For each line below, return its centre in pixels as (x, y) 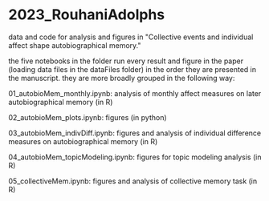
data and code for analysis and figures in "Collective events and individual (131, 37)
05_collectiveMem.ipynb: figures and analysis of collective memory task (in (133, 181)
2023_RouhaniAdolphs (87, 15)
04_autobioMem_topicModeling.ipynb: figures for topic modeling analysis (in (135, 157)
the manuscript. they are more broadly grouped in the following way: (122, 78)
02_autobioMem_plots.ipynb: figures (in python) (88, 117)
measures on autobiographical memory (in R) (83, 141)
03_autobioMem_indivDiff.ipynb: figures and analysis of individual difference (135, 133)
